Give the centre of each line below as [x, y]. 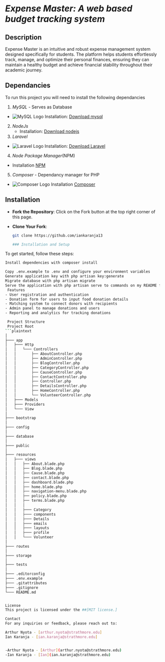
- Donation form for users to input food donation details [67, 299]
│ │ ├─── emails [26, 523]
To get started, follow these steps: [40, 254]
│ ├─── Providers [25, 404]
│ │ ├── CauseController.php [44, 372]
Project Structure [26, 322]
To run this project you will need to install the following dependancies [75, 97]
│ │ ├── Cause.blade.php [35, 473]
